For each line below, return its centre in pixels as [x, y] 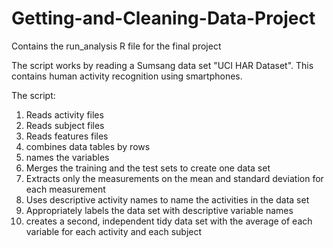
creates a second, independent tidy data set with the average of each [169, 221]
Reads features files [67, 136]
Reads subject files [65, 125]
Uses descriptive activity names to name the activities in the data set [167, 199]
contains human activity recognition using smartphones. [127, 76]
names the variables [67, 157]
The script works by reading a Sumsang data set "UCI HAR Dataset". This [162, 65]
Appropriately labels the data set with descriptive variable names [159, 210]
